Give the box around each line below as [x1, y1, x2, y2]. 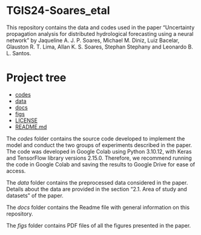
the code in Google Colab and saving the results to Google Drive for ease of [6, 160, 196, 168]
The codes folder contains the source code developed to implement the [6, 135, 185, 142]
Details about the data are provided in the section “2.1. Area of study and [6, 185, 188, 192]
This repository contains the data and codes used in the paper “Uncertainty [6, 24, 195, 31]
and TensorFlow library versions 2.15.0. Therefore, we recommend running [6, 154, 192, 162]
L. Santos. [6, 49, 31, 56]
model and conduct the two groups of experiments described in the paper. [6, 141, 193, 149]
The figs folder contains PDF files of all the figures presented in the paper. [6, 222, 191, 229]
